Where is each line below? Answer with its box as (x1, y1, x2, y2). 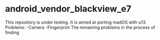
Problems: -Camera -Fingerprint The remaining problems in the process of (5, 24, 156, 30)
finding (5, 29, 20, 35)
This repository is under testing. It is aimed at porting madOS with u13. (5, 19, 147, 25)
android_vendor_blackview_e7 (5, 3, 132, 14)
